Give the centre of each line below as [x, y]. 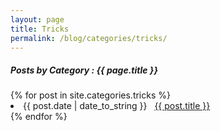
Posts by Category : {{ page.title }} [84, 70]
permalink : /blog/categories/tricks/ [89, 38]
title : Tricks [40, 29]
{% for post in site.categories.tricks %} [90, 95]
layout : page [37, 19]
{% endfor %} [39, 117]
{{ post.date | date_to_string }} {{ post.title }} [117, 106]
